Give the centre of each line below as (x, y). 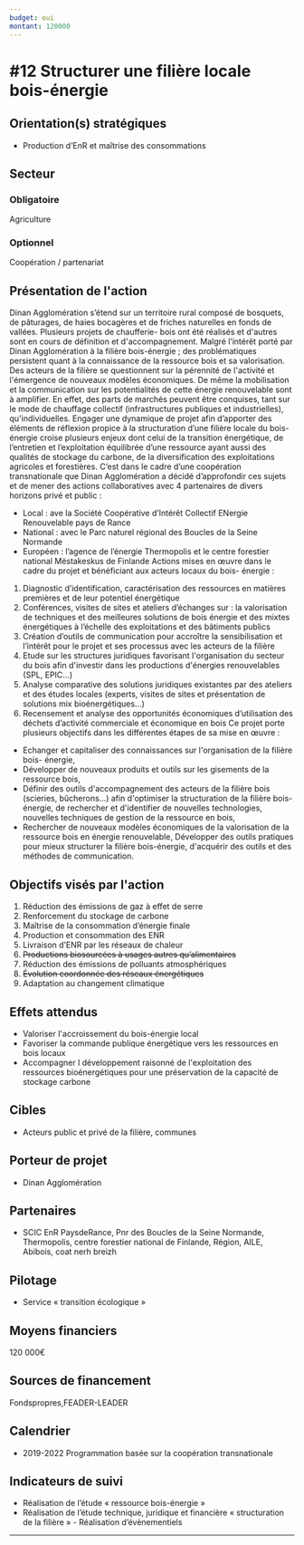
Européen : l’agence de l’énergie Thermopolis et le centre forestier (146, 552)
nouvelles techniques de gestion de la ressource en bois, (128, 818)
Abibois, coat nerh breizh (70, 1252)
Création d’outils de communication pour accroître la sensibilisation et (152, 637)
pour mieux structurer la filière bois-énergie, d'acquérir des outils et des (157, 847)
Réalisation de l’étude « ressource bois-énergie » (114, 1503)
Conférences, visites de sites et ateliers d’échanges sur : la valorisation (155, 608)
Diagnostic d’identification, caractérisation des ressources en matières (154, 589)
